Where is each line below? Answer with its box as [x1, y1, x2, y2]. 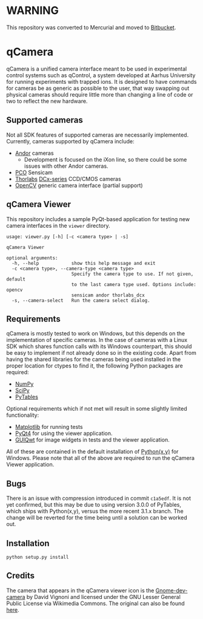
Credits [6, 570, 35, 581]
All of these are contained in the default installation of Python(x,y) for [6, 448, 179, 456]
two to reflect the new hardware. [6, 97, 88, 104]
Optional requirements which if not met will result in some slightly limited [6, 405, 187, 412]
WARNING [6, 4, 59, 18]
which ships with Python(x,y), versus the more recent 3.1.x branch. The [6, 508, 184, 515]
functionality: [6, 411, 39, 419]
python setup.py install [6, 554, 69, 560]
